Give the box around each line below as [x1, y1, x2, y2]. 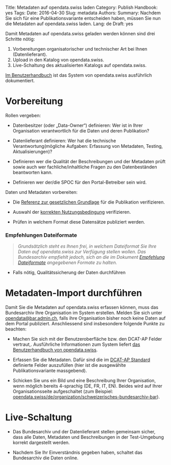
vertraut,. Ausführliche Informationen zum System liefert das [12, 341, 140, 347]
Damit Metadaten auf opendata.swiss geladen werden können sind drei [5, 31, 155, 36]
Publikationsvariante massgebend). [12, 368, 87, 374]
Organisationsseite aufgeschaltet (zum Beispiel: [12, 388, 113, 394]
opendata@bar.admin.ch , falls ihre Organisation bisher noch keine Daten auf [5, 315, 166, 321]
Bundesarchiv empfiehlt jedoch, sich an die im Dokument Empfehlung [17, 254, 165, 260]
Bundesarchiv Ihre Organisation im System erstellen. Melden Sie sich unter [5, 309, 162, 316]
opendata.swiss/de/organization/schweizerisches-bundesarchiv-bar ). [12, 394, 160, 400]
